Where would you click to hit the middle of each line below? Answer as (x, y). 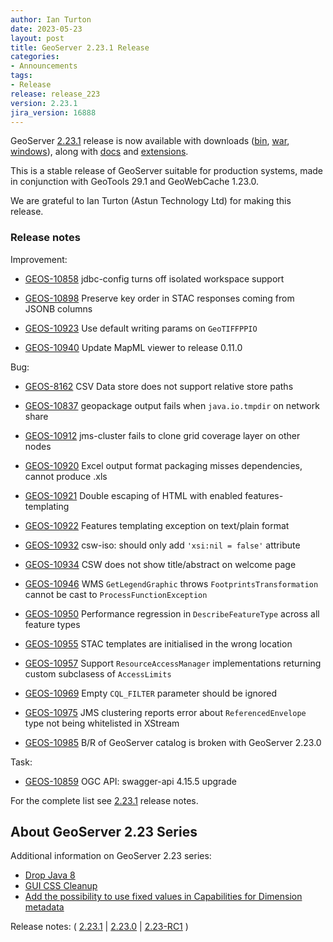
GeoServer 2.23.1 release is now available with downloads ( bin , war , (150, 141)
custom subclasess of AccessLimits (98, 673)
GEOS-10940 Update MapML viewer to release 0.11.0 (133, 347)
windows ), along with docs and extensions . (99, 152)
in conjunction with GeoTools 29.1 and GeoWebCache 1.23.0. (135, 182)
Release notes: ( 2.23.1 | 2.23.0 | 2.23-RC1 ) (99, 927)
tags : (21, 76)
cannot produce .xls (66, 476)
